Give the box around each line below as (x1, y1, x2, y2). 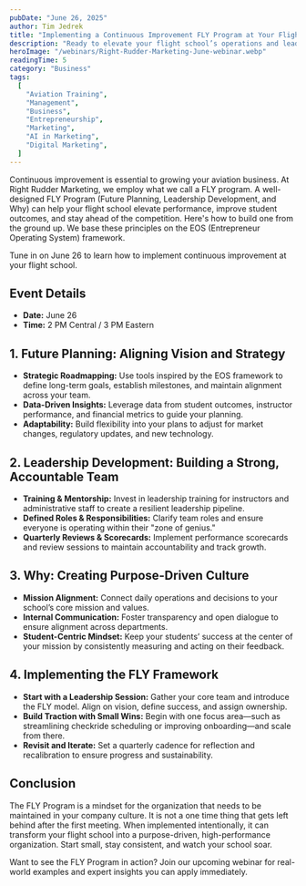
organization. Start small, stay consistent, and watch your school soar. (9, 839, 273, 850)
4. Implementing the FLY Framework (9, 667, 219, 683)
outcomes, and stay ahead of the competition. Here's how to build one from (9, 212, 294, 223)
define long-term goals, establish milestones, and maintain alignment (22, 380, 282, 391)
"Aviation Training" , (25, 89, 107, 98)
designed (9, 193, 46, 204)
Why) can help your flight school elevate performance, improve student (9, 202, 278, 214)
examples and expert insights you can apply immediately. (32, 866, 248, 877)
